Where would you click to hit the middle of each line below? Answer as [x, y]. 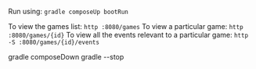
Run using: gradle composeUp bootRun [69, 11]
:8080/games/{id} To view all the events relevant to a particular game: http [128, 35]
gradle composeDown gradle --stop [66, 57]
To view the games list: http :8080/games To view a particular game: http [126, 26]
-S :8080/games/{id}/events [54, 42]
